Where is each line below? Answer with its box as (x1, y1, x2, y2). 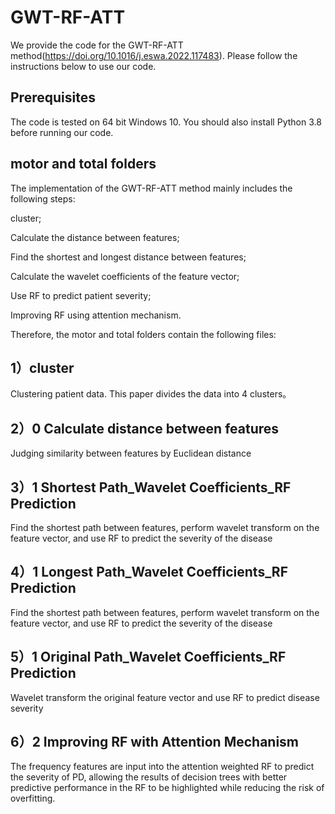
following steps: (10, 192, 76, 205)
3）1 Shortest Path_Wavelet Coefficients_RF (10, 479, 292, 496)
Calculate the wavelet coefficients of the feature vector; (10, 270, 240, 282)
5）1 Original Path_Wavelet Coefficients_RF (10, 649, 287, 666)
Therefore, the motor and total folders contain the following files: (10, 328, 277, 340)
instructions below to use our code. (10, 60, 157, 72)
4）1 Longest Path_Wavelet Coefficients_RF (10, 564, 288, 581)
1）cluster (10, 359, 75, 376)
